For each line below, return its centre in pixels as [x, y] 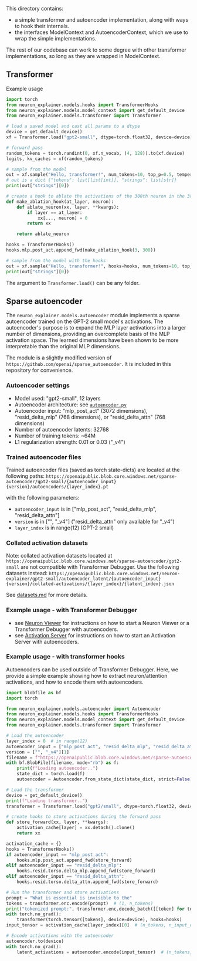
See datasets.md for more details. [47, 595]
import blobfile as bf [34, 692]
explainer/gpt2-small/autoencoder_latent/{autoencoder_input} [84, 579]
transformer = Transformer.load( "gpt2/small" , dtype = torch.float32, [91, 806]
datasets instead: [27, 573]
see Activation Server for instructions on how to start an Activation [95, 635]
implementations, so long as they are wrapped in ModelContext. [83, 56]
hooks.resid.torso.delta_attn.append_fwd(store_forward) [88, 882]
